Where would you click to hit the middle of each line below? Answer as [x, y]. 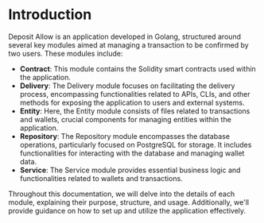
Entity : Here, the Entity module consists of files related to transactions [135, 111]
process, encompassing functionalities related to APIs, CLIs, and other [135, 94]
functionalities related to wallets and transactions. [101, 178]
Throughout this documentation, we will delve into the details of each [122, 194]
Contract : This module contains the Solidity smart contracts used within [138, 68]
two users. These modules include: [66, 53]
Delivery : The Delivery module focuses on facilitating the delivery [127, 86]
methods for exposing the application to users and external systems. [132, 102]
